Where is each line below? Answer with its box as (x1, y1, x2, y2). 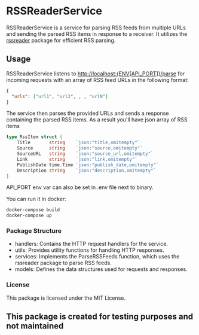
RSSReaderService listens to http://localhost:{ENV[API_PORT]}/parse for (6, 70, 185, 77)
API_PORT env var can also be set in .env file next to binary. (6, 184, 154, 191)
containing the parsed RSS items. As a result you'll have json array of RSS (6, 116, 188, 123)
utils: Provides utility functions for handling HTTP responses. (14, 246, 164, 254)
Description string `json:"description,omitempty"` (17, 167, 157, 173)
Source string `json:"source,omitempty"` (17, 145, 143, 151)
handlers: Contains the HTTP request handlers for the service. (14, 240, 169, 248)
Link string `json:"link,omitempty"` (17, 156, 137, 162)
